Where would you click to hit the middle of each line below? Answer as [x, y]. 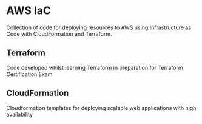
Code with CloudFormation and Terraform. [59, 33]
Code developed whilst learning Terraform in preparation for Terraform [95, 67]
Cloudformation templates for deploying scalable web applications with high [101, 108]
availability [20, 114]
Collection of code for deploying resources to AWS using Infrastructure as [99, 27]
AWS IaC [29, 11]
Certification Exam [29, 74]
